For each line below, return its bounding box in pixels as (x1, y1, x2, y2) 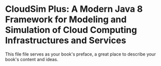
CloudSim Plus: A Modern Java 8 (5, 3, 143, 15)
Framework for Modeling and (5, 14, 127, 25)
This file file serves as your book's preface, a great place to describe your (5, 51, 156, 57)
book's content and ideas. (5, 56, 58, 62)
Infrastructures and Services (5, 35, 126, 46)
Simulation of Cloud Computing (5, 25, 137, 35)
